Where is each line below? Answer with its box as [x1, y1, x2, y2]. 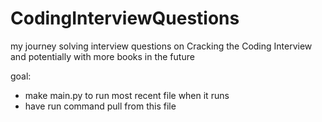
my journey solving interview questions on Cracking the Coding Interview [10, 40, 313, 52]
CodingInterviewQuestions [10, 7, 240, 30]
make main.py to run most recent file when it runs [24, 89, 230, 101]
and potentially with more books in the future [10, 50, 195, 62]
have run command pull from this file [24, 100, 177, 112]
